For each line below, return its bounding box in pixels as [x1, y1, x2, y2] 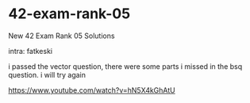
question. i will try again [8, 70, 86, 79]
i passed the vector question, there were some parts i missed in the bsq [8, 61, 243, 71]
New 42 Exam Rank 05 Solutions [8, 31, 115, 40]
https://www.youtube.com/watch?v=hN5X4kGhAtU [8, 85, 176, 95]
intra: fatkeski [8, 46, 53, 55]
